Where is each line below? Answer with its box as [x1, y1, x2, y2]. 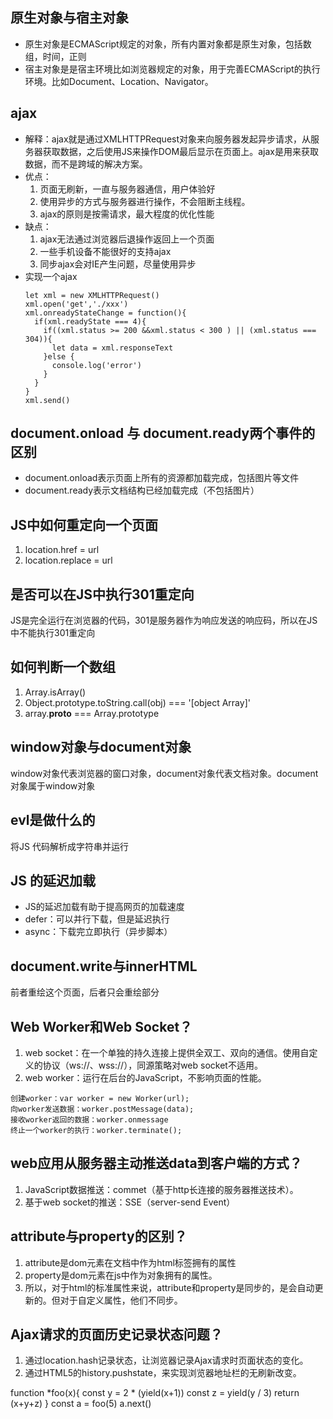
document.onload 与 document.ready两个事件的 [10, 425, 316, 442]
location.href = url [24, 544, 100, 556]
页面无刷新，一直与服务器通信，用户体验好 [39, 183, 216, 195]
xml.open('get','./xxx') [24, 299, 129, 309]
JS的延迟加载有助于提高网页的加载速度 [24, 901, 185, 913]
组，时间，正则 [24, 50, 87, 62]
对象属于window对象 [10, 779, 96, 792]
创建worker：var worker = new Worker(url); [10, 1093, 190, 1103]
